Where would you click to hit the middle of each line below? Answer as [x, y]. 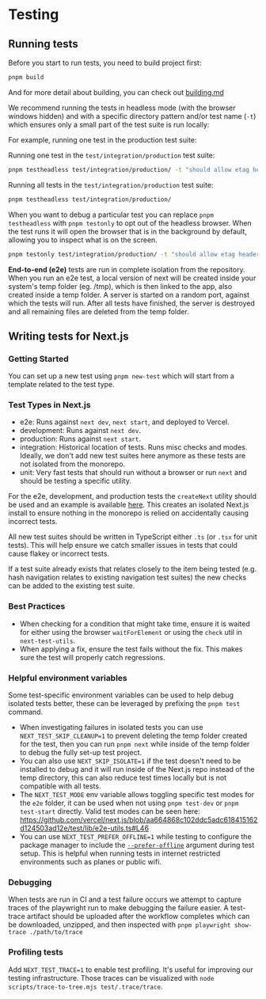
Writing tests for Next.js [68, 336]
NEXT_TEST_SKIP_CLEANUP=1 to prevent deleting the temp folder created [133, 736]
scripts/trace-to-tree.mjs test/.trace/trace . [85, 986]
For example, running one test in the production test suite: [103, 139]
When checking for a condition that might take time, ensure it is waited [135, 624]
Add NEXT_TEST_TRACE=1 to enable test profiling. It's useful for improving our [131, 969]
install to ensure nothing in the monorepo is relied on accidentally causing [129, 513]
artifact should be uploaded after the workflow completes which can [138, 917]
